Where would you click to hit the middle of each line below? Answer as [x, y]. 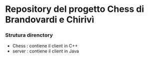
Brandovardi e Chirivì [50, 20]
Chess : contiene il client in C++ [45, 46]
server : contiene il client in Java [46, 51]
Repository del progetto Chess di [75, 9]
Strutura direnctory [29, 35]
